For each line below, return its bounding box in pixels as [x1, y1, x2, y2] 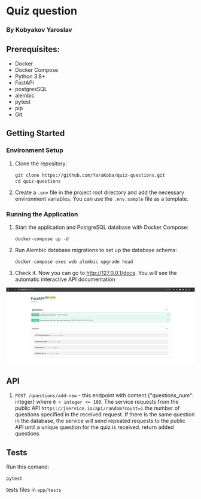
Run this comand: [6, 463, 50, 471]
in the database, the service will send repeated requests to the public [14, 418, 186, 425]
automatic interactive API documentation [14, 276, 115, 283]
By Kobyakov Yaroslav [6, 26, 73, 34]
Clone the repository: [14, 160, 68, 167]
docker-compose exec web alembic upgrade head [14, 259, 133, 265]
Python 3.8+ [14, 72, 46, 80]
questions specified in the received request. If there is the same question [14, 411, 196, 418]
